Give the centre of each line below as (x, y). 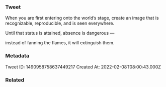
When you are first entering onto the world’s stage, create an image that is (82, 18)
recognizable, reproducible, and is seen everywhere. (60, 23)
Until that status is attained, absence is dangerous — (60, 33)
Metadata (17, 56)
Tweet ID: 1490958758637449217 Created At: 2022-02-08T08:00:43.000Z (83, 67)
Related (15, 80)
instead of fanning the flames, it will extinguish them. (60, 43)
